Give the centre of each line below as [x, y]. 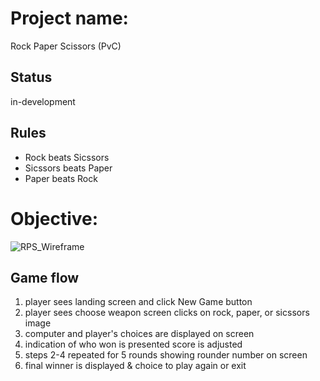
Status [31, 77]
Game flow [45, 277]
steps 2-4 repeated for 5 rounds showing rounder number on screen [166, 355]
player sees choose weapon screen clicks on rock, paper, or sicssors [167, 313]
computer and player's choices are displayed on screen [139, 334]
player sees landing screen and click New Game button [138, 302]
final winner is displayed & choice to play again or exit [135, 366]
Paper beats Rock [61, 178]
